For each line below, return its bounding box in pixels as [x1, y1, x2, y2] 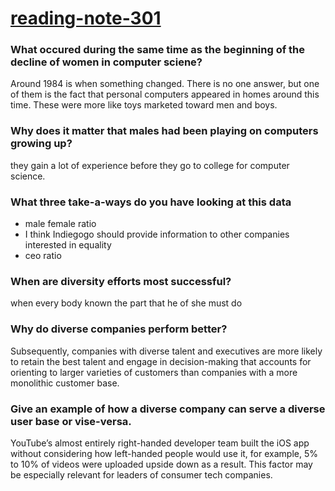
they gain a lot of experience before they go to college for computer [10, 159, 290, 171]
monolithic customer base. [10, 377, 120, 389]
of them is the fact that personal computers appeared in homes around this [10, 88, 320, 101]
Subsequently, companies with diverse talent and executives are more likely [10, 345, 323, 357]
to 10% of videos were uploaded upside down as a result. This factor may [10, 458, 313, 470]
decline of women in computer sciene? [10, 55, 203, 69]
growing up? [10, 137, 73, 151]
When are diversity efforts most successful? [10, 275, 232, 288]
